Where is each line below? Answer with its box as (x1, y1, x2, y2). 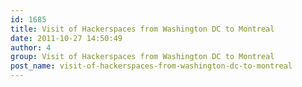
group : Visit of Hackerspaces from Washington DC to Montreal (10, 52, 275, 62)
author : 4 (10, 42, 52, 53)
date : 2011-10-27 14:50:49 (10, 33, 123, 43)
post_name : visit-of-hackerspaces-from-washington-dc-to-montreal (10, 61, 293, 71)
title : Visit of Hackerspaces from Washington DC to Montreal (10, 24, 275, 34)
